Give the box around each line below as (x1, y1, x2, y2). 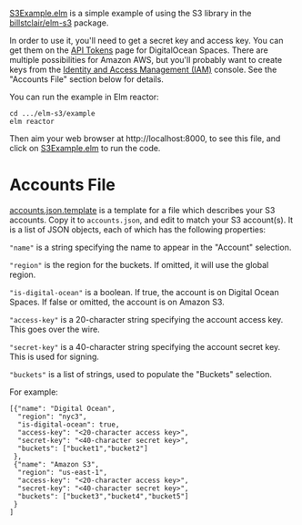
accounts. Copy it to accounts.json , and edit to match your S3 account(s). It (9, 214, 294, 225)
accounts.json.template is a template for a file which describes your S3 (9, 204, 276, 215)
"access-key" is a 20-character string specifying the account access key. (9, 314, 284, 324)
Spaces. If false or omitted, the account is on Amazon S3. (9, 296, 225, 307)
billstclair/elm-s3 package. (9, 17, 109, 28)
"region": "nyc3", (17, 412, 88, 421)
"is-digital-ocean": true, (17, 419, 120, 429)
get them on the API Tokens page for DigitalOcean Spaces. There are (9, 45, 268, 56)
